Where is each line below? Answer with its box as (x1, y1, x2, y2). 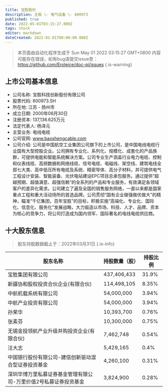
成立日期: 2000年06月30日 (12, 110, 68, 116)
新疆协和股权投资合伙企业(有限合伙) (7, 280, 92, 287)
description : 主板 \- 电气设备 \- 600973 (5, 12, 88, 17)
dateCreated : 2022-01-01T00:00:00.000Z (5, 36, 88, 41)
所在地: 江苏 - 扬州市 (12, 104, 55, 110)
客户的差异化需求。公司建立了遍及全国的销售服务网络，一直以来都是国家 (12, 185, 161, 191)
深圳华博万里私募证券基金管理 (7, 370, 78, 377)
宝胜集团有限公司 (7, 271, 48, 278)
